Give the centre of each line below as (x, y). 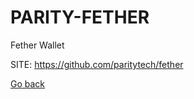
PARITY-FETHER (80, 17)
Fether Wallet (37, 45)
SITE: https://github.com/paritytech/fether (97, 64)
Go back (28, 83)
